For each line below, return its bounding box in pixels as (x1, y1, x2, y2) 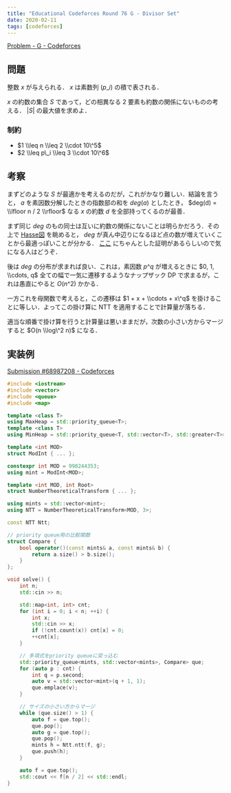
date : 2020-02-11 (7, 17, 57, 23)
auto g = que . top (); (32, 729, 91, 736)
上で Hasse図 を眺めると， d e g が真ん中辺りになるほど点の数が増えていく (7, 230, 217, 239)
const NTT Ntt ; (7, 519, 51, 526)
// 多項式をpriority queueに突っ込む (19, 652, 118, 659)
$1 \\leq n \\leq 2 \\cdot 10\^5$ (16, 141, 102, 150)
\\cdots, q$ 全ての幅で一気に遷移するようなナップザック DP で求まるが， (7, 271, 214, 279)
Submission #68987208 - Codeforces (7, 367, 115, 376)
